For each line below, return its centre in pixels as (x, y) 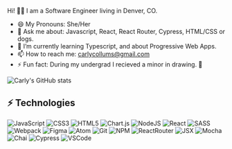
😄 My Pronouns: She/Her (54, 24)
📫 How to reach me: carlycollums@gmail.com (83, 54)
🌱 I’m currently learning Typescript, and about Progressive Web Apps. (117, 46)
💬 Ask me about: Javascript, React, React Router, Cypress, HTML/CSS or (121, 32)
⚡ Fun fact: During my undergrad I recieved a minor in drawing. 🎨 (110, 64)
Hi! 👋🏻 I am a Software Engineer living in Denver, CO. (82, 11)
